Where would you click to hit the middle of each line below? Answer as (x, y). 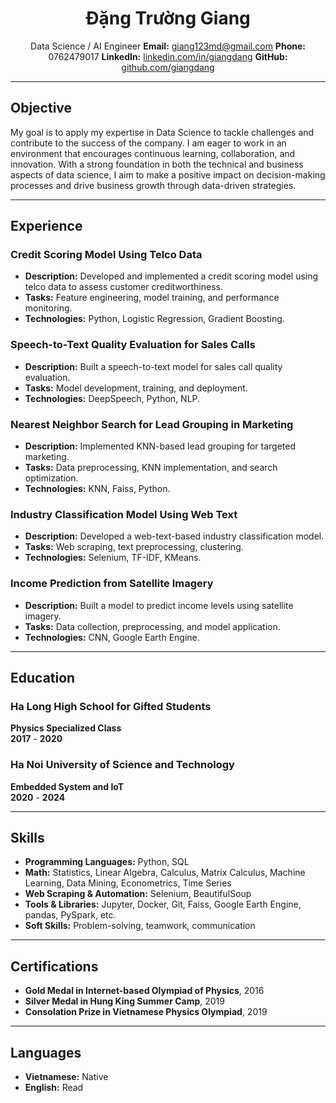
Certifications (54, 966)
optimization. (51, 478)
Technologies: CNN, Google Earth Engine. (112, 637)
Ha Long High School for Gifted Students (111, 706)
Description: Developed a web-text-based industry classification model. (174, 536)
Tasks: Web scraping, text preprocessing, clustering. (134, 547)
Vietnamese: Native (66, 1077)
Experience (46, 226)
